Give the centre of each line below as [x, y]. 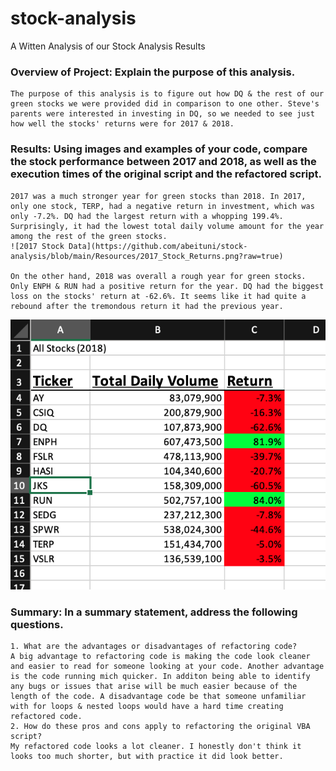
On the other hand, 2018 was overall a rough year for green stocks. [158, 276]
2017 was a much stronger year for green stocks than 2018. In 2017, [158, 196]
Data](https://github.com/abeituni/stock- [158, 246]
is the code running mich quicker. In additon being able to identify [160, 677]
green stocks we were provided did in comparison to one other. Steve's [165, 104]
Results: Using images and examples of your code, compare [159, 149]
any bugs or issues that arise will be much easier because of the [154, 687]
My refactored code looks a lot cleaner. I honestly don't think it [156, 747]
